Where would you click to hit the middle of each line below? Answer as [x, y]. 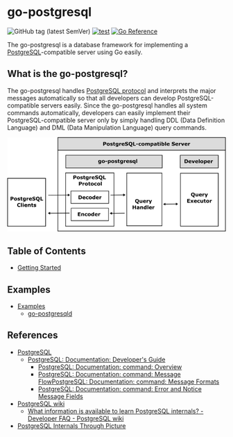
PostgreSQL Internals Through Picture [71, 426]
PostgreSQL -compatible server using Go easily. [75, 52]
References [33, 335]
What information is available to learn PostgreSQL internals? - [115, 411]
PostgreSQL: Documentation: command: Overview [110, 367]
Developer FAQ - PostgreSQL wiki [76, 418]
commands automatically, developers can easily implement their [99, 112]
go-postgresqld [50, 314]
